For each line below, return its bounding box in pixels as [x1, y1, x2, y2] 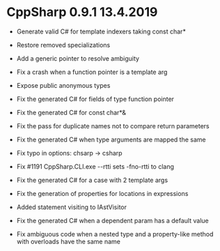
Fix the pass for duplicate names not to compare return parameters [16, 121, 210, 130]
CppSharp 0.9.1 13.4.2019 [6, 4, 158, 20]
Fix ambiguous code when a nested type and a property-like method [16, 229, 214, 238]
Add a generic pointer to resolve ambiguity [16, 54, 140, 63]
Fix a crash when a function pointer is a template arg [16, 68, 168, 76]
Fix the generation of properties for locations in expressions [16, 189, 189, 197]
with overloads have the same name [16, 237, 121, 245]
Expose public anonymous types [16, 81, 111, 89]
